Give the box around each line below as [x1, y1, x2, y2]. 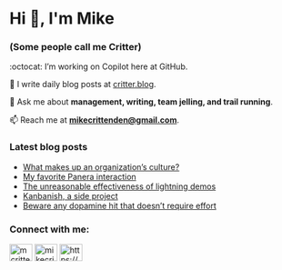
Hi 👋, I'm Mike [9, 8, 116, 29]
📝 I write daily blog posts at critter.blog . [9, 79, 156, 90]
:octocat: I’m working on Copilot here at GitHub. [9, 61, 188, 72]
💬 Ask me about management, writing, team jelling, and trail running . [9, 96, 273, 107]
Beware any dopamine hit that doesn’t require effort [22, 200, 217, 211]
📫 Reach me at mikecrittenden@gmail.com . [9, 115, 180, 125]
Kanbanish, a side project [22, 190, 118, 201]
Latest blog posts [9, 141, 88, 154]
